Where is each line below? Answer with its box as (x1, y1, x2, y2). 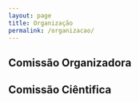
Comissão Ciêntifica (8, 83, 112, 96)
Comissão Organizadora (8, 56, 132, 69)
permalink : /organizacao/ (8, 26, 94, 34)
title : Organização (8, 19, 73, 27)
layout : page (8, 11, 52, 20)
